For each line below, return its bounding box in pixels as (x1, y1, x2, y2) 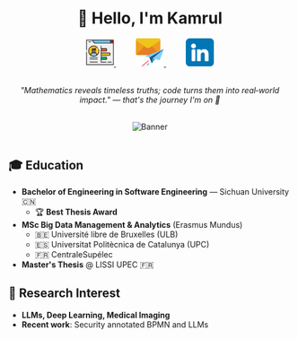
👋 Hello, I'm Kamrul (77, 8, 223, 29)
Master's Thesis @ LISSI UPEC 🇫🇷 (21, 259, 154, 270)
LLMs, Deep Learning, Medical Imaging (21, 309, 171, 320)
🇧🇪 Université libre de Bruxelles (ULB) (34, 229, 179, 239)
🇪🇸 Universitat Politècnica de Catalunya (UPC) (34, 239, 210, 249)
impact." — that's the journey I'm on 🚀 (79, 94, 221, 105)
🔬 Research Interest (8, 286, 120, 301)
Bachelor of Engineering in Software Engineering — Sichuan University (21, 186, 289, 196)
